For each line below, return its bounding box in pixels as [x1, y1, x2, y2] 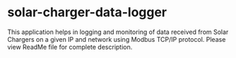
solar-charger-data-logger [7, 4, 167, 21]
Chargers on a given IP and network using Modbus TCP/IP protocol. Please [7, 35, 226, 43]
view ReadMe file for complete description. [7, 42, 133, 51]
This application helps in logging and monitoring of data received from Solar [7, 28, 229, 36]
